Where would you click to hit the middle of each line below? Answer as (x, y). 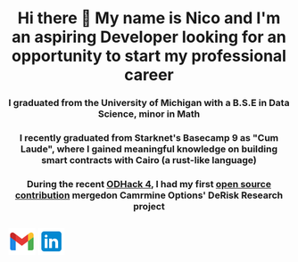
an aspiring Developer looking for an (149, 37)
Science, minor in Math (149, 114)
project (149, 206)
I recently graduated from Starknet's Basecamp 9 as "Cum (149, 138)
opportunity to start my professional (149, 56)
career (149, 75)
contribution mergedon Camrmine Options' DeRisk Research (149, 195)
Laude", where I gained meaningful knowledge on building (149, 149)
